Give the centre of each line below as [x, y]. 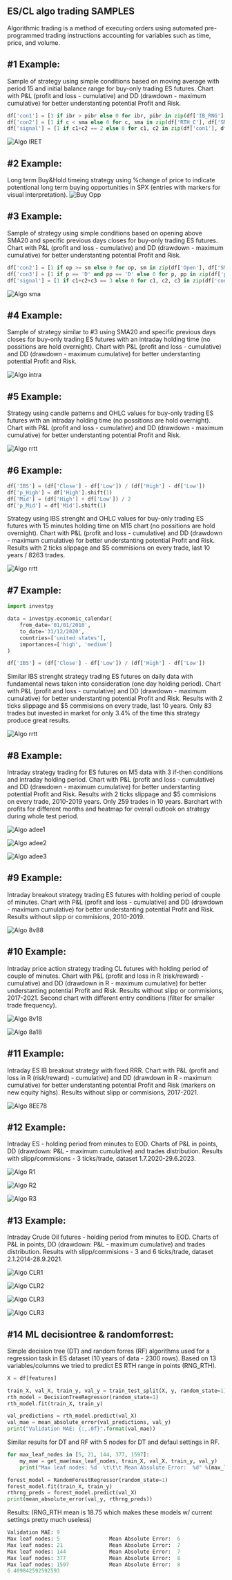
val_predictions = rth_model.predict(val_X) [72, 1416]
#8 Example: [35, 755]
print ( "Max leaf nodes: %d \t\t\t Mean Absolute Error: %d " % [114, 1467]
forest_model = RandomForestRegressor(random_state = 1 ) [88, 1480]
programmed [26, 35]
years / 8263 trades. [36, 555]
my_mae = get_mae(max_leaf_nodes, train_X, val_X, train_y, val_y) [118, 1461]
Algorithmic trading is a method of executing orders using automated [105, 28]
